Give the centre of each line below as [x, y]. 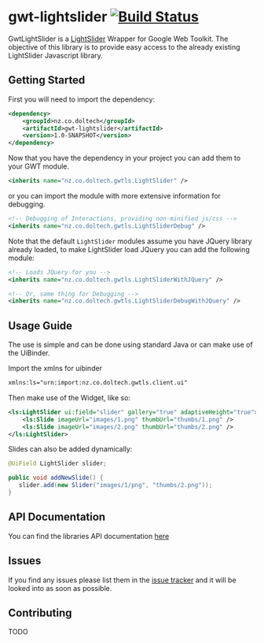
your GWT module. [38, 166]
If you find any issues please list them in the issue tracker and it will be [123, 580]
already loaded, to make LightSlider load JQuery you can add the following [129, 249]
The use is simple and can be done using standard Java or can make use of [130, 345]
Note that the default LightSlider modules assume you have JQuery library [130, 241]
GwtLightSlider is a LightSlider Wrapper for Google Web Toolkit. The [118, 39]
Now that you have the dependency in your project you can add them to [125, 158]
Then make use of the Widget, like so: [70, 397]
